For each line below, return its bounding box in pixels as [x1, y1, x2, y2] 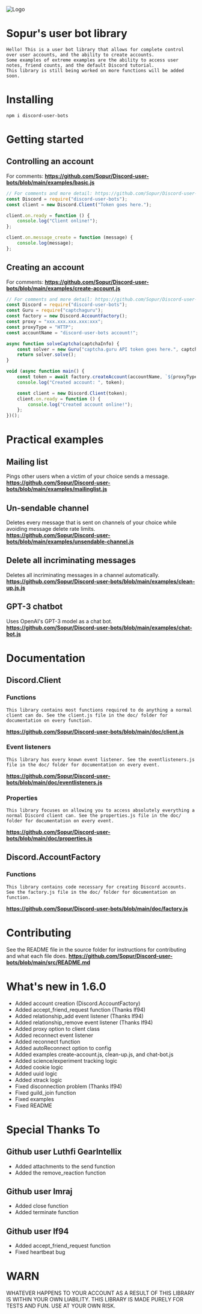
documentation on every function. [6, 717, 93, 724]
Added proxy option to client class [14, 1025, 100, 1032]
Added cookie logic [14, 1063, 63, 1071]
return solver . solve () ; [17, 352, 77, 358]
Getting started [6, 133, 84, 147]
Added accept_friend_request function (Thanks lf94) [14, 1006, 146, 1013]
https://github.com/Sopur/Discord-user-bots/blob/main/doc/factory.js [6, 905, 188, 912]
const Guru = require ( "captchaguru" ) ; [6, 307, 103, 314]
